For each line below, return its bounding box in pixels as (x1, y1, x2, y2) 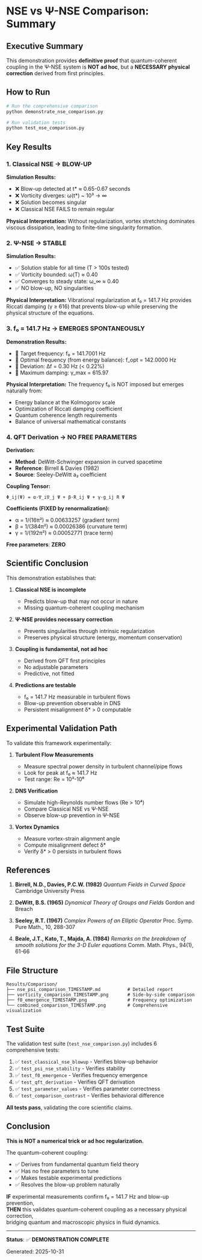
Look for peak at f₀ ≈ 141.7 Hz (23, 769, 97, 776)
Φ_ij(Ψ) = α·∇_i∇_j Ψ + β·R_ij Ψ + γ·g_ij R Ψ (6, 494, 125, 500)
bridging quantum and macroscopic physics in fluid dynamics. (6, 1218, 161, 1226)
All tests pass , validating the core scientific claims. (6, 1104, 133, 1111)
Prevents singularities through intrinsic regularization (23, 627, 155, 634)
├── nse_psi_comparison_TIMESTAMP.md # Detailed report (6, 987, 173, 993)
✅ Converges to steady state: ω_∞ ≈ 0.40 (14, 278, 119, 285)
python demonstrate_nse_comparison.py (6, 108, 103, 115)
